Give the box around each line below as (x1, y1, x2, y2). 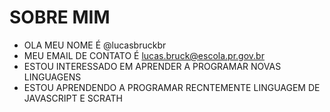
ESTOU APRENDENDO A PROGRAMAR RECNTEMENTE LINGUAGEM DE (23, 81, 321, 93)
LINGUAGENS (23, 71, 82, 83)
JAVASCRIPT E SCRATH (23, 92, 123, 104)
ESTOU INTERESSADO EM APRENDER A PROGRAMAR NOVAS (23, 60, 282, 72)
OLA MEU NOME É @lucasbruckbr (23, 39, 167, 51)
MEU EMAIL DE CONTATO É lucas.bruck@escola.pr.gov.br (23, 49, 265, 61)
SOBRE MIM (9, 6, 111, 29)
